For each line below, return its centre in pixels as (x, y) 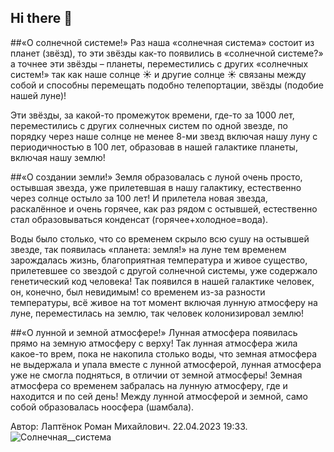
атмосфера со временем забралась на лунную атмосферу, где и (149, 385)
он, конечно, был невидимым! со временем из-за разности (138, 292)
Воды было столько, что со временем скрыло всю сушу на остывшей (160, 238)
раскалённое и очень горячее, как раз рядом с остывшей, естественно (164, 208)
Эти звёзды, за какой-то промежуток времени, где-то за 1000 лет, (152, 115)
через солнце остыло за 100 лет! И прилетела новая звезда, (139, 198)
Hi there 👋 (41, 18)
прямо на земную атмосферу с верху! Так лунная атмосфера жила (154, 343)
